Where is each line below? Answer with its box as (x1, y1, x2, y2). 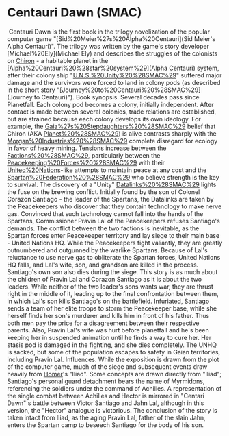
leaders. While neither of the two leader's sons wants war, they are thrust (7, 282, 214, 291)
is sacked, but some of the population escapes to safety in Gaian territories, (7, 348, 221, 356)
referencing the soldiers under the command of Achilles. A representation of (7, 384, 222, 392)
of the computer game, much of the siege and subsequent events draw (7, 362, 208, 371)
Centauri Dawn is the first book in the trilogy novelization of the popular (8, 27, 211, 36)
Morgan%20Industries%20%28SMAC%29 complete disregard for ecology (7, 136, 218, 145)
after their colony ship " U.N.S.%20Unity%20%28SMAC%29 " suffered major (7, 71, 222, 80)
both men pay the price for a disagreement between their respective (7, 319, 200, 327)
